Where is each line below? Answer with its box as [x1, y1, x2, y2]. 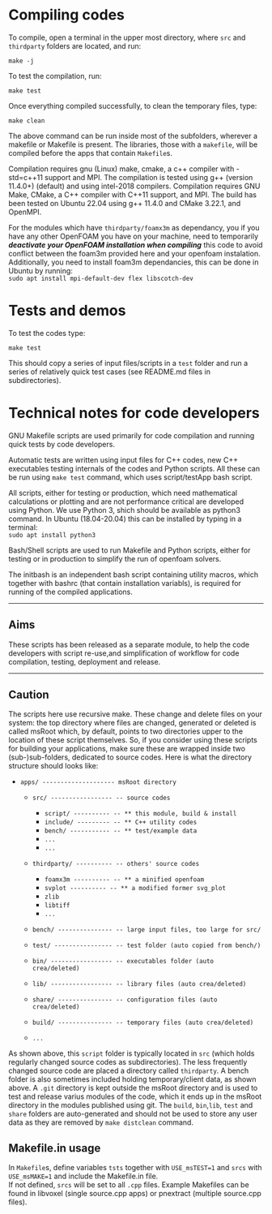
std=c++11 [8, 172, 43, 182]
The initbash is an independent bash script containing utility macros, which [8, 570, 259, 579]
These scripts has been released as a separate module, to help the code [8, 639, 249, 649]
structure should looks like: [8, 761, 99, 771]
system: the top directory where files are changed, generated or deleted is [8, 718, 257, 728]
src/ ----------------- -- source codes [32, 794, 171, 803]
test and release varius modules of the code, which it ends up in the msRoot [8, 1091, 262, 1101]
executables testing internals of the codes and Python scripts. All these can [8, 463, 261, 473]
